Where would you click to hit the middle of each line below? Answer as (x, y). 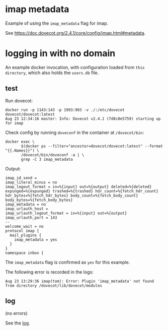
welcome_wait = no (24, 226)
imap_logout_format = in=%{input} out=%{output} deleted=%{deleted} (78, 187)
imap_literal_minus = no (31, 182)
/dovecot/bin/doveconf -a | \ (53, 155)
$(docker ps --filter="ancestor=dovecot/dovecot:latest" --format (92, 146)
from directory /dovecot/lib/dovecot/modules (54, 286)
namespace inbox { (24, 253)
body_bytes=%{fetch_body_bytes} (39, 200)
